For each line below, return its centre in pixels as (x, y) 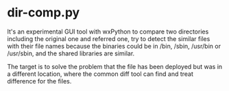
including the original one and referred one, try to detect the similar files (109, 38)
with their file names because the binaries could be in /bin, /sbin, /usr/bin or (114, 46)
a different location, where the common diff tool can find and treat (100, 74)
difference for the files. (39, 81)
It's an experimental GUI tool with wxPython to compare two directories (108, 31)
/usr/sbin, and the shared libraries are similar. (71, 53)
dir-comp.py (44, 13)
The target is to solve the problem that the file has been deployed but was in (115, 66)
